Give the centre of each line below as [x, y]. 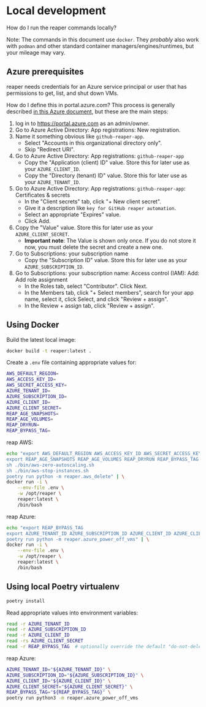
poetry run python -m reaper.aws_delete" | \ [65, 476]
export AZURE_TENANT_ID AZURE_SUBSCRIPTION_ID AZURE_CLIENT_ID [89, 534]
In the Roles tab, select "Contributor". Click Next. [86, 286]
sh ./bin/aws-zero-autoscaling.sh [51, 465]
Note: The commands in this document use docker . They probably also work [103, 39]
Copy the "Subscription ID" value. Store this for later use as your [106, 260]
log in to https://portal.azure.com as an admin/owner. [82, 123]
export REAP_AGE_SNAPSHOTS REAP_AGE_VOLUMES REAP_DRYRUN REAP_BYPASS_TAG [103, 459]
